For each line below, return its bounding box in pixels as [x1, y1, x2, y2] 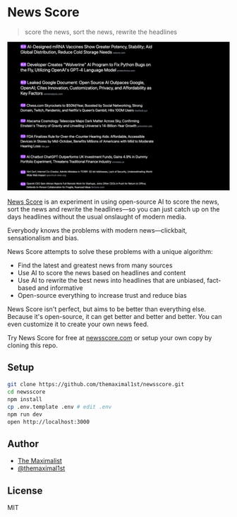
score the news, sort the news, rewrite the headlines [24, 28, 178, 36]
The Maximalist [17, 457, 62, 465]
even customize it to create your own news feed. [7, 320, 150, 328]
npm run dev [7, 411, 42, 418]
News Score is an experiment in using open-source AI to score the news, [7, 197, 220, 206]
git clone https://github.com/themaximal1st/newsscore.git [7, 381, 185, 388]
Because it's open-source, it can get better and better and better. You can [7, 312, 222, 320]
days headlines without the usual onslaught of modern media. [7, 212, 187, 221]
